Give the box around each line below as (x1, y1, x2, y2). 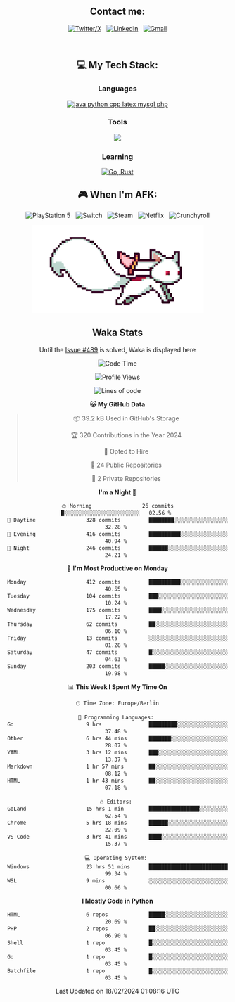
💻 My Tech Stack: (76, 59, 159, 71)
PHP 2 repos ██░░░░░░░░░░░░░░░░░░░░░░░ (7, 925, 228, 932)
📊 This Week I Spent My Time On (68, 682, 167, 691)
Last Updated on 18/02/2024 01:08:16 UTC (55, 987, 180, 995)
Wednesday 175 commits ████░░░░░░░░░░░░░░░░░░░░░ (7, 606, 228, 614)
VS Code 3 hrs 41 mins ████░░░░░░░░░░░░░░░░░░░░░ (7, 833, 228, 840)
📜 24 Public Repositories (90, 461, 163, 469)
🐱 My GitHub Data (89, 400, 146, 409)
